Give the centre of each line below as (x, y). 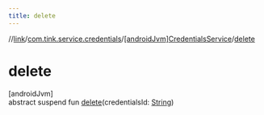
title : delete (32, 16)
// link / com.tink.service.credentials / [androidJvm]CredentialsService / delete (132, 39)
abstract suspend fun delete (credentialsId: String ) (91, 102)
